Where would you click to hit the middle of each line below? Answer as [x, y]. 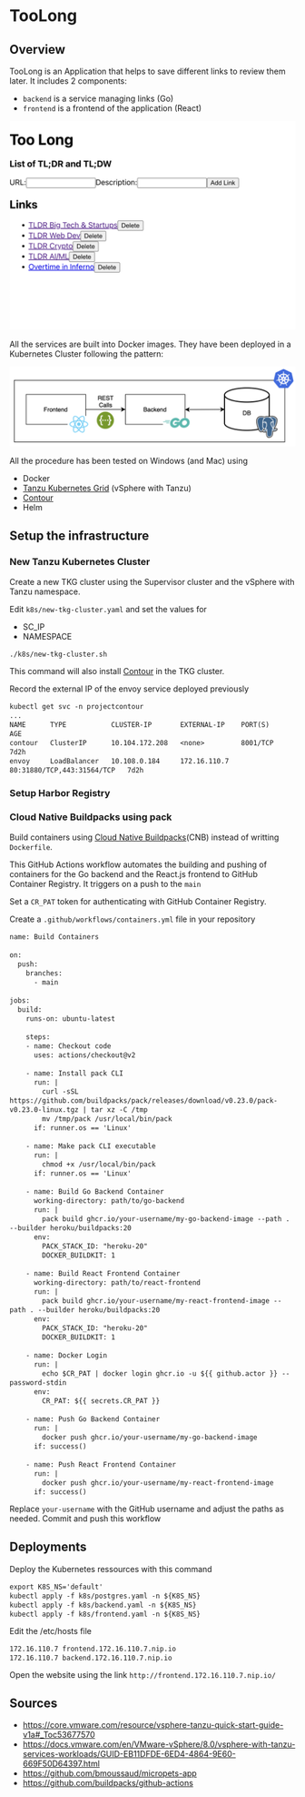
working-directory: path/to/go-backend [108, 1201]
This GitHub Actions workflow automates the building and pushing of [138, 864]
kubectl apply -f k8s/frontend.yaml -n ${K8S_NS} [105, 1614]
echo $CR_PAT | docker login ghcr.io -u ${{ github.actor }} [160, 1373]
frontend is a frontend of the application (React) [112, 108]
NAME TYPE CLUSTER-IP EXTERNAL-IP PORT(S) [140, 724]
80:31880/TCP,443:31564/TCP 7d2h [77, 770]
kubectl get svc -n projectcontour [77, 706]
